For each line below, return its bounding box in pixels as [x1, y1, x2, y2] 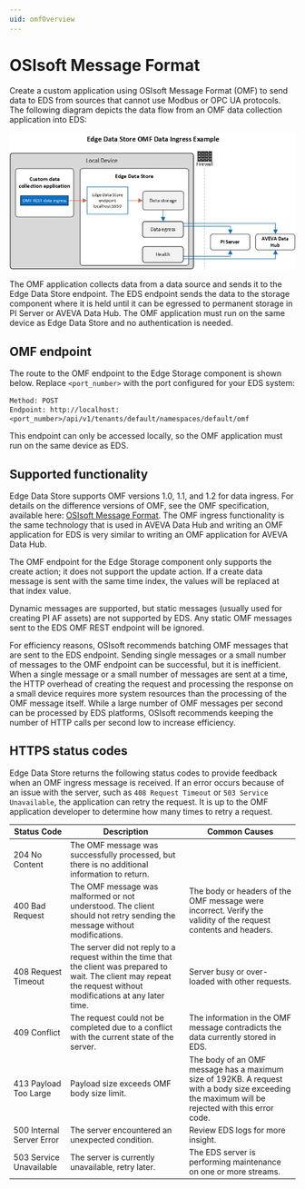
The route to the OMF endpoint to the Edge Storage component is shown [9, 368, 282, 379]
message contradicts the [189, 1022, 282, 1033]
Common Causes [207, 827, 274, 837]
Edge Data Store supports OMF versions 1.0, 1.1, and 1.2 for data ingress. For [9, 490, 294, 501]
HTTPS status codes [9, 743, 129, 758]
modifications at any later [70, 990, 165, 1001]
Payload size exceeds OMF [70, 1078, 172, 1089]
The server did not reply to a [70, 942, 176, 953]
